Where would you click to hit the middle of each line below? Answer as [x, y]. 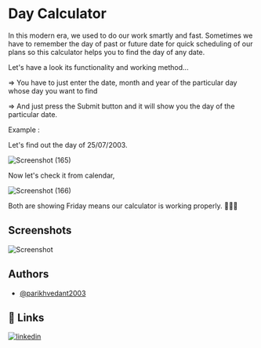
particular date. [33, 114]
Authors [29, 275]
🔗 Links [26, 318]
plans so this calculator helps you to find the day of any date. [107, 52]
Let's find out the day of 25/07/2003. [68, 145]
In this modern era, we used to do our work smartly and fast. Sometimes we [130, 35]
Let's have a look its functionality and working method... [99, 67]
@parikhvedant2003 [53, 293]
